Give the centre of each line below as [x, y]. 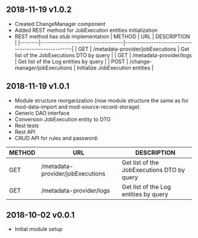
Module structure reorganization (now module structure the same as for [102, 100]
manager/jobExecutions [43, 68]
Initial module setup [39, 229]
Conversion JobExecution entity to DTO [62, 119]
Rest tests [27, 125]
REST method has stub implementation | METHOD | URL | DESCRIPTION [102, 36]
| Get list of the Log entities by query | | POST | [71, 61]
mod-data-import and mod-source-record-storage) [77, 107]
